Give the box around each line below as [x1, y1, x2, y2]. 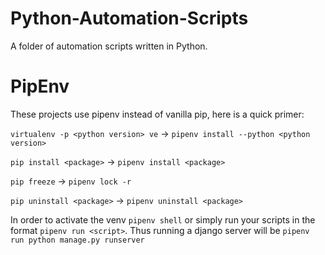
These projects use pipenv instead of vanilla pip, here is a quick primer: [10, 108, 305, 120]
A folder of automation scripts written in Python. [10, 40, 208, 52]
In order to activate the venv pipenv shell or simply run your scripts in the [10, 213, 316, 226]
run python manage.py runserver [10, 235, 145, 245]
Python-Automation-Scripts [10, 7, 249, 30]
